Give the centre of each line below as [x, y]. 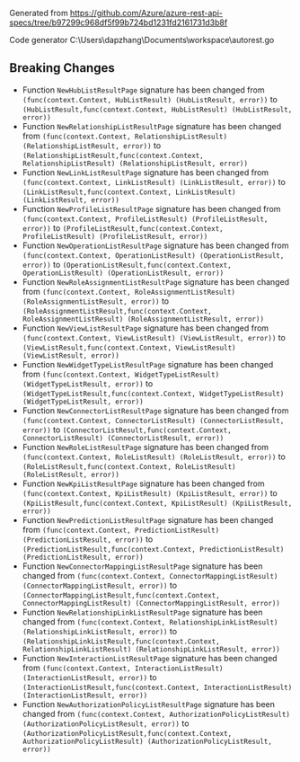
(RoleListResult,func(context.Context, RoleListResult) [129, 466]
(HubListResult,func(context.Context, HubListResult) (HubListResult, [157, 110]
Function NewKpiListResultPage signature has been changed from [143, 483]
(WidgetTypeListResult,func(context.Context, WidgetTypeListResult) [153, 394]
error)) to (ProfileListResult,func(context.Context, [123, 227]
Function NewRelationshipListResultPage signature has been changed [152, 126]
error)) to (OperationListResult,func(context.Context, [127, 264]
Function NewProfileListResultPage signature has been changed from [151, 208]
